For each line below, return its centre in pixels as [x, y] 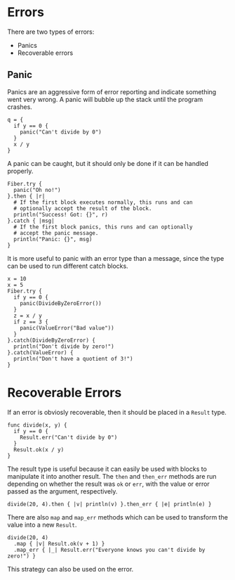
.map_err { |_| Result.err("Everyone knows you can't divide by [109, 550]
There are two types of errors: [51, 32]
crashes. [20, 107]
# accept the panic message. [56, 233]
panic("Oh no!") [37, 190]
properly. [20, 171]
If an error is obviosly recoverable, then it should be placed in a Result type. [117, 412]
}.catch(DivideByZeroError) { [52, 340]
